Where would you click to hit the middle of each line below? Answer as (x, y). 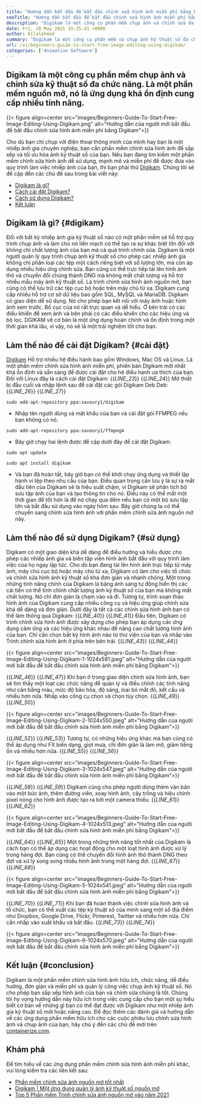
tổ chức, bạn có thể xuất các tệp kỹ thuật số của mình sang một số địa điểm (100, 910)
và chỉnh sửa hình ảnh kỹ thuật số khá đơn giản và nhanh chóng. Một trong (98, 577)
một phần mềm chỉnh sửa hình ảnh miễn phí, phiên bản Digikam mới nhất (96, 366)
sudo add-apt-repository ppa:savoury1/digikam (65, 402)
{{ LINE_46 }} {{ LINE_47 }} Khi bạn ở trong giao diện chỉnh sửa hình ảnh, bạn (98, 677)
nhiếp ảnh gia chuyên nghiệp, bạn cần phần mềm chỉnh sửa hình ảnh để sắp (100, 148)
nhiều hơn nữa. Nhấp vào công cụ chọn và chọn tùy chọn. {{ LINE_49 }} (93, 696)
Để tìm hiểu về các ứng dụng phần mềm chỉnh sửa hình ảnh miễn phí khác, (98, 1064)
